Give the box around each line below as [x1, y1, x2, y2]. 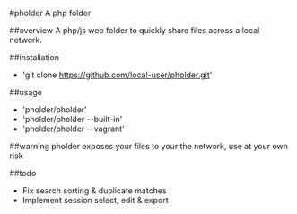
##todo [9, 168, 37, 178]
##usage [9, 87, 43, 97]
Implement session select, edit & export [22, 195, 169, 205]
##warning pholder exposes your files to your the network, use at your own [9, 141, 289, 151]
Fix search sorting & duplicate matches [22, 185, 167, 196]
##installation [9, 52, 60, 62]
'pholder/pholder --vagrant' [22, 123, 126, 134]
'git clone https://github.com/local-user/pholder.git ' [22, 69, 213, 80]
